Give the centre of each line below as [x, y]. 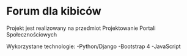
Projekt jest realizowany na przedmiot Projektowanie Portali [81, 28]
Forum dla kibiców [54, 11]
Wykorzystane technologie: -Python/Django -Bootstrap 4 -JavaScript [94, 46]
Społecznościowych [31, 34]
